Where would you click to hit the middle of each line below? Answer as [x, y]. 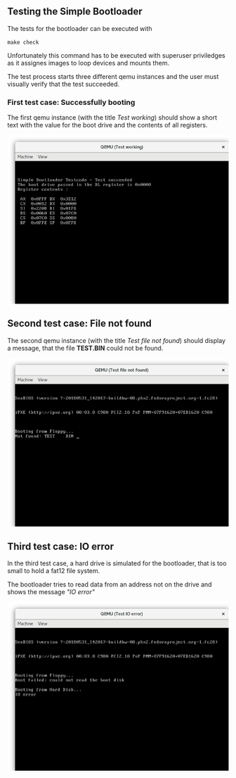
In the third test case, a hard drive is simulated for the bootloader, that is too [117, 563]
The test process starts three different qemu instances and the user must [113, 76]
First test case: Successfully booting [71, 102]
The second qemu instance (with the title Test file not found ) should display [117, 340]
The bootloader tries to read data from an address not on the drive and [110, 584]
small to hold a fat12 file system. [54, 571]
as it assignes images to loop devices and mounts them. [88, 63]
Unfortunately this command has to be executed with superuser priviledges [117, 55]
